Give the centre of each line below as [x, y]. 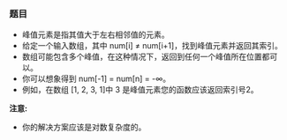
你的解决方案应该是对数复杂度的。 [84, 127]
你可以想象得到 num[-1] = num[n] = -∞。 [96, 79]
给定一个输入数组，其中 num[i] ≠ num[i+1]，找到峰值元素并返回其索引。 [152, 46]
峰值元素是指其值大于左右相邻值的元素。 [95, 35]
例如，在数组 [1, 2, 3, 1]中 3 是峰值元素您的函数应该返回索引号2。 [140, 90]
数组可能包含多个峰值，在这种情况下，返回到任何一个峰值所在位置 [142, 57]
